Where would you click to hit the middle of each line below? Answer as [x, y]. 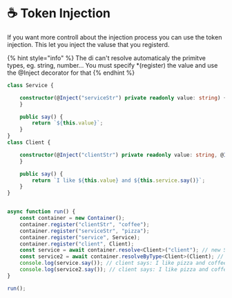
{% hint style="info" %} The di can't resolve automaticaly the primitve [106, 58]
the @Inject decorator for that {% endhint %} [71, 73]
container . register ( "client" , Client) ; [77, 244]
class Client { [29, 142]
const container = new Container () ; [72, 218]
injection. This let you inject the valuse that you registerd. [88, 44]
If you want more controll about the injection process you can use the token [115, 37]
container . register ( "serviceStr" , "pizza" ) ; [85, 231]
